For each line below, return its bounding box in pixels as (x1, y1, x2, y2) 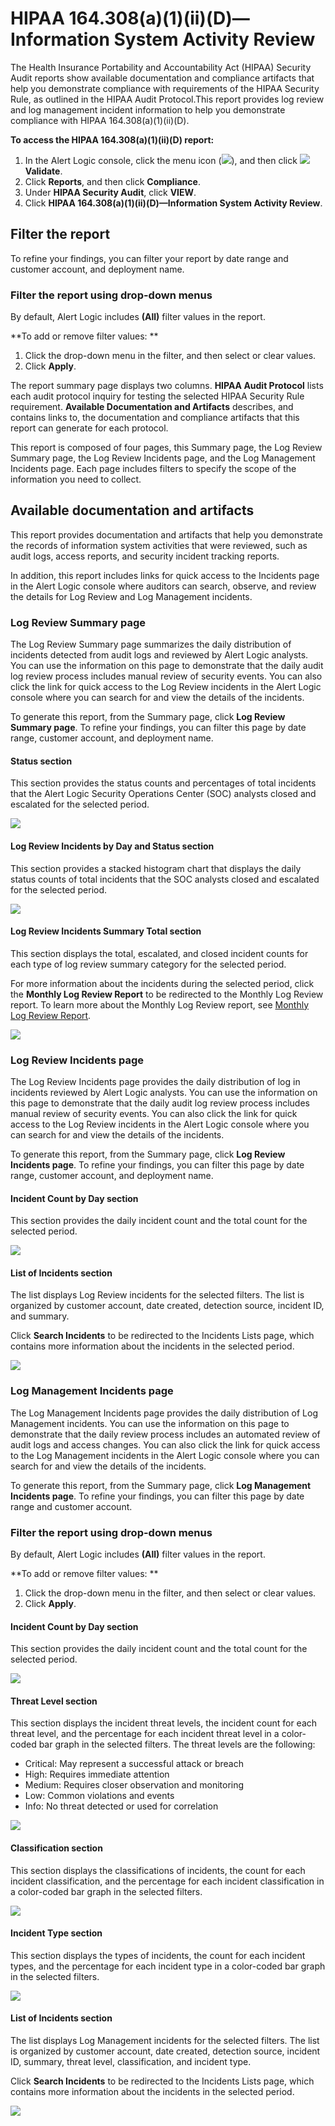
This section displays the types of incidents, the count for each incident (10, 1949, 306, 1961)
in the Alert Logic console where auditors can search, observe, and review (10, 580, 317, 592)
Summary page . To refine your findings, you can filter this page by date (10, 722, 307, 734)
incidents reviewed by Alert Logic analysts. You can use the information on (10, 1087, 318, 1099)
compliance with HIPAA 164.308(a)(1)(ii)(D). (10, 114, 190, 126)
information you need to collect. (10, 473, 142, 486)
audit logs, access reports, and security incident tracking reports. (10, 550, 280, 562)
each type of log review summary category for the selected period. (10, 958, 287, 970)
